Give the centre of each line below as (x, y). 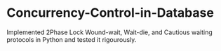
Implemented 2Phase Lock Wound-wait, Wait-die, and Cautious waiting (109, 32)
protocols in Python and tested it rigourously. (72, 39)
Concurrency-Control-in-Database (110, 13)
